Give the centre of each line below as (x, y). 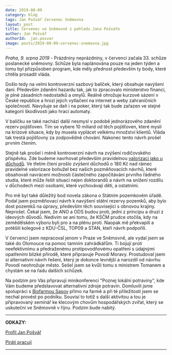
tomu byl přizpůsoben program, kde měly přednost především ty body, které (86, 69)
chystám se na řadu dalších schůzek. (44, 270)
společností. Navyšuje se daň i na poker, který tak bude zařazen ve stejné (83, 106)
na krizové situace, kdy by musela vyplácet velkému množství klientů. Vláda (85, 132)
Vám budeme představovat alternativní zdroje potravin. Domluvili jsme (79, 286)
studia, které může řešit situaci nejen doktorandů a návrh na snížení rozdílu (84, 180)
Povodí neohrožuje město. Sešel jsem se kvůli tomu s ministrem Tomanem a (85, 265)
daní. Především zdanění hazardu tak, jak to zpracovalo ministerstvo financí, (85, 90)
